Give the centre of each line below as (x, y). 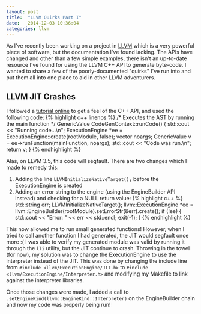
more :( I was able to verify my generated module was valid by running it (95, 242)
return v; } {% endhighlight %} (43, 149)
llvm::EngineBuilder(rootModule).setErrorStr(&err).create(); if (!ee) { (98, 211)
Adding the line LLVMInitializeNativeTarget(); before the (87, 179)
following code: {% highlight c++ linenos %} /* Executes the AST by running (100, 117)
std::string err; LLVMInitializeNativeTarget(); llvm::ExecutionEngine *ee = (104, 205)
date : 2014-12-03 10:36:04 (43, 23)
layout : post (22, 12)
